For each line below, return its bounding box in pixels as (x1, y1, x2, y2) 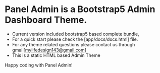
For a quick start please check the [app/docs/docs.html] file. (12, 36, 138, 42)
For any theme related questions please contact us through (12, 41, 135, 47)
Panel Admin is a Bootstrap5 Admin (5, 4, 155, 15)
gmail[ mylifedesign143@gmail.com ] (12, 47, 87, 53)
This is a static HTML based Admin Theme (12, 52, 100, 58)
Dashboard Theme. (5, 14, 87, 26)
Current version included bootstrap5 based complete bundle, (12, 31, 139, 37)
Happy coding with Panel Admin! (5, 62, 73, 68)
